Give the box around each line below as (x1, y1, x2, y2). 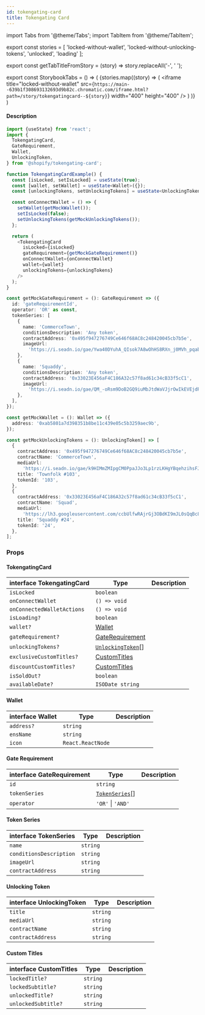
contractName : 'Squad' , (17, 500, 78, 506)
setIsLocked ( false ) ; (17, 211, 70, 217)
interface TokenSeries (9, 832, 76, 841)
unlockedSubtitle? (9, 1000, 63, 1008)
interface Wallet (9, 712, 57, 721)
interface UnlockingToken (9, 898, 87, 907)
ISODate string (95, 681, 140, 688)
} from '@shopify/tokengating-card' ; (6, 160, 103, 166)
